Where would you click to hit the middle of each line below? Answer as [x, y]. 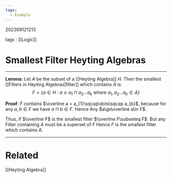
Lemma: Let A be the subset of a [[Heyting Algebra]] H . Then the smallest [83, 79]
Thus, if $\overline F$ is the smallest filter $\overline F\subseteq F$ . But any [85, 119]
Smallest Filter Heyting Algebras [76, 60]
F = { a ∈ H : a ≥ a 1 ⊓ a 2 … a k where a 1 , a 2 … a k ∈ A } [86, 93]
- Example [20, 15]
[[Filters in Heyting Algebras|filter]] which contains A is [63, 85]
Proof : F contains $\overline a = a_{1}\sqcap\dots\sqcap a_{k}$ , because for [86, 104]
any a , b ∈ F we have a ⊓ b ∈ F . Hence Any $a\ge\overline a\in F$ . [76, 109]
